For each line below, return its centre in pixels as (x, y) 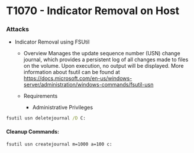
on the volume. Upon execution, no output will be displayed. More (104, 66)
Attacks (18, 29)
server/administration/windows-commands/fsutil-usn (88, 85)
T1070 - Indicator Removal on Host (93, 11)
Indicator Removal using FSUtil (52, 42)
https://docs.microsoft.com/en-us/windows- (78, 78)
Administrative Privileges (63, 108)
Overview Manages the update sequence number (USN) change (102, 54)
